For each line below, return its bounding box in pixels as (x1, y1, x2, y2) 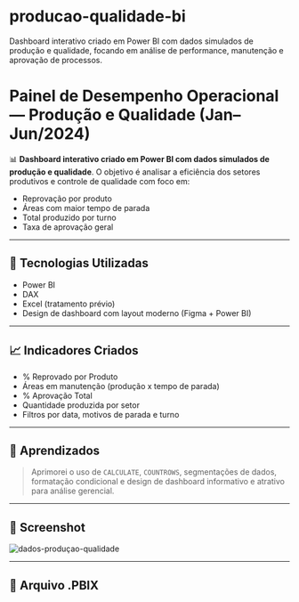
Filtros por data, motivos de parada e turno (21, 409, 180, 419)
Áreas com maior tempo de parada (21, 202, 150, 213)
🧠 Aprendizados (9, 443, 101, 458)
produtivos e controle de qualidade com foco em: (9, 175, 190, 186)
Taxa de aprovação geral (21, 221, 114, 232)
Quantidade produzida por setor (21, 399, 141, 411)
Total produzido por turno (21, 212, 117, 223)
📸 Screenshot (9, 519, 86, 535)
